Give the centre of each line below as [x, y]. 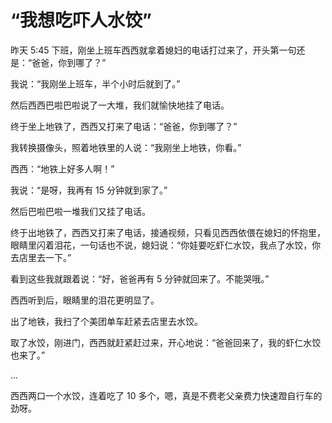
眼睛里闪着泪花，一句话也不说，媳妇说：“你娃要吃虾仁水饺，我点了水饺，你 [166, 245]
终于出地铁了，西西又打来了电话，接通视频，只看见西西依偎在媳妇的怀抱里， [168, 232]
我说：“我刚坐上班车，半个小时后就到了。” [95, 83]
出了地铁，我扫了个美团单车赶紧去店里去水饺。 [106, 321]
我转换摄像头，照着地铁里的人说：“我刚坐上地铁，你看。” [126, 147]
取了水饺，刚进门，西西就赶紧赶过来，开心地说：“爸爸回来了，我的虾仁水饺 [166, 342]
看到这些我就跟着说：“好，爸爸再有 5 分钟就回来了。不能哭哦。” [140, 278]
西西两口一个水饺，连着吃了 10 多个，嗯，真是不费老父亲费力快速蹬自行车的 [166, 395]
